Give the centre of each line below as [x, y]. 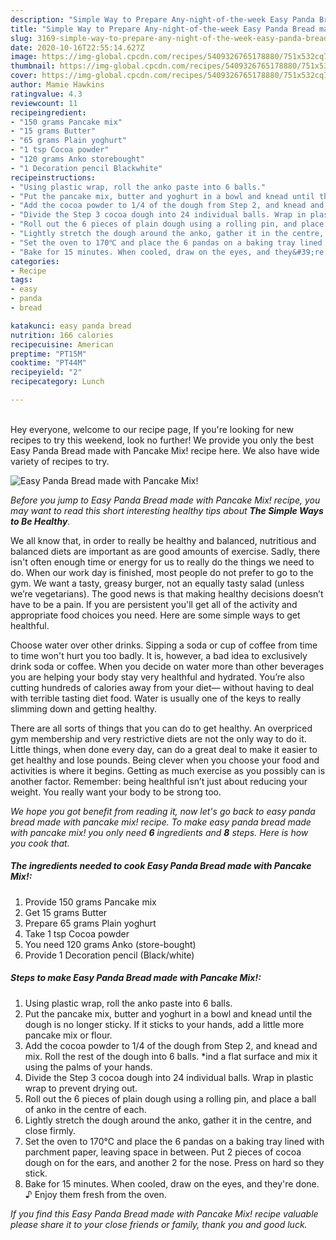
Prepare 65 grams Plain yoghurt [90, 923]
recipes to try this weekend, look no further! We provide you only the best [162, 440]
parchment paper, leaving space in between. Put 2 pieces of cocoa [163, 1152]
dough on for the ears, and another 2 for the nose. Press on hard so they [174, 1162]
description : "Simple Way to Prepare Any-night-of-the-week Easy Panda [162, 19]
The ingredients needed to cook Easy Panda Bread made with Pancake [161, 866]
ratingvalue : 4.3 [46, 94]
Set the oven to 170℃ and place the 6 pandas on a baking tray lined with [174, 1141]
